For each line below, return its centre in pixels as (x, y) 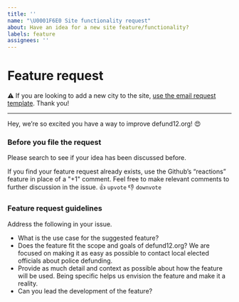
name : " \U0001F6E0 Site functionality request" (79, 21)
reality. (27, 283)
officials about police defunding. (65, 261)
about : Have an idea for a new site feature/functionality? (99, 27)
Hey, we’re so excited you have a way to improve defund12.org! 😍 (104, 124)
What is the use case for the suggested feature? (88, 238)
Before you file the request (54, 142)
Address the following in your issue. (60, 224)
